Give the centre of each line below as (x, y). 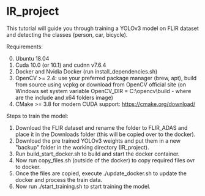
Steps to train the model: (37, 116)
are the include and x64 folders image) (64, 97)
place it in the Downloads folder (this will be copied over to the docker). (105, 134)
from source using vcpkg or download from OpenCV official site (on (101, 85)
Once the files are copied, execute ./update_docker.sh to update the (101, 173)
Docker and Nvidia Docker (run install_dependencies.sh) (86, 71)
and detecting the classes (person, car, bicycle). (67, 34)
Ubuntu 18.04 (32, 58)
